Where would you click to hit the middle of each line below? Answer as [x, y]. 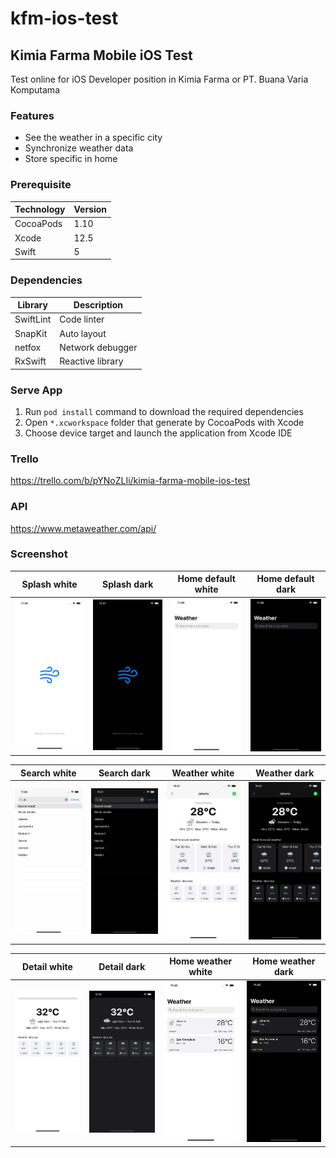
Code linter [82, 319]
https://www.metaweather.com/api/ [83, 528]
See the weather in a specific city [93, 138]
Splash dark [128, 584]
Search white [48, 773]
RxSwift [30, 361]
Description [98, 305]
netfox [28, 347]
